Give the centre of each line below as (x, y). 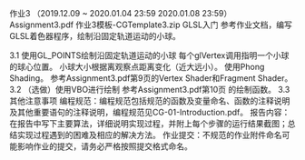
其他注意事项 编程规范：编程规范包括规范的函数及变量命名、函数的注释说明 (150, 101)
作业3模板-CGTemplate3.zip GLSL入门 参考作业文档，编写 (184, 25)
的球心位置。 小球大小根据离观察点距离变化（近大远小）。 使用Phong (137, 67)
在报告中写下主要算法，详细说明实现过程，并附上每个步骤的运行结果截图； (148, 124)
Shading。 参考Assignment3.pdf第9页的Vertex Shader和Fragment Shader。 (151, 78)
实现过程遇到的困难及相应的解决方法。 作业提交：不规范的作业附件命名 (149, 135)
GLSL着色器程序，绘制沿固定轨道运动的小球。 (95, 36)
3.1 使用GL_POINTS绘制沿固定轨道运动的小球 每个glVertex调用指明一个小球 (149, 55)
